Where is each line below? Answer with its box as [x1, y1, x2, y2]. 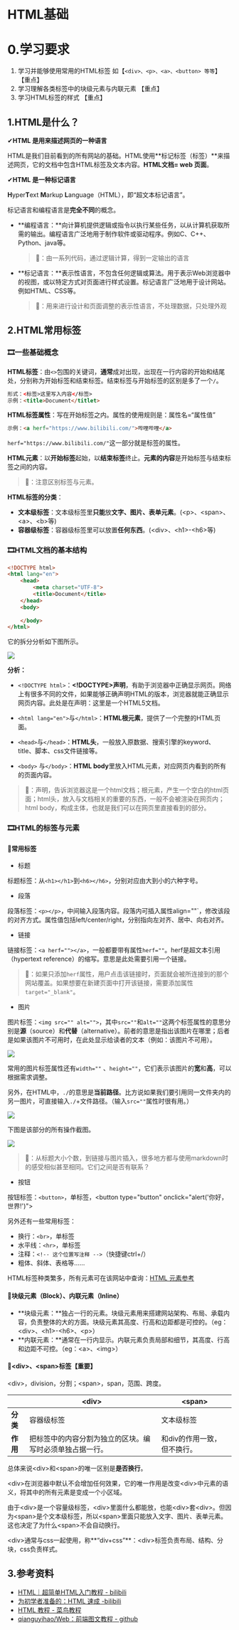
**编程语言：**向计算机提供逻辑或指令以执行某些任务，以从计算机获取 [17, 220, 224, 229]
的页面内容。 [17, 771, 55, 779]
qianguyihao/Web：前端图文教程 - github [17, 1614, 139, 1623]
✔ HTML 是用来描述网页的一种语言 [7, 136, 107, 144]
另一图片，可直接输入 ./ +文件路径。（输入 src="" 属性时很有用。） [7, 1097, 193, 1106]
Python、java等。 [17, 238, 70, 247]
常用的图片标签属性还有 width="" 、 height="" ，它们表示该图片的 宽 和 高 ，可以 [7, 1064, 232, 1072]
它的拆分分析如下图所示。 [7, 637, 83, 646]
